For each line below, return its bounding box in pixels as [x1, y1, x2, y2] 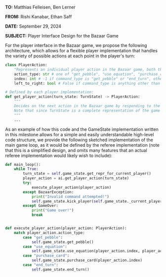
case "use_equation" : [23, 244, 68, 249]
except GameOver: [23, 203, 58, 208]
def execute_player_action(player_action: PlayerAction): [5, 226, 127, 231]
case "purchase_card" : [23, 253, 70, 258]
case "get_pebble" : [23, 235, 63, 240]
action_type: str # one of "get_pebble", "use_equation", [14, 72, 136, 77]
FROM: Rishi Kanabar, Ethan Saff [5, 14, 72, 19]
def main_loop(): [5, 162, 41, 167]
